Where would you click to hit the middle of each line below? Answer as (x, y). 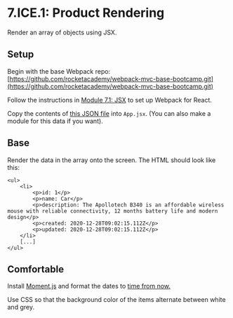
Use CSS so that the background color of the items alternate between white (116, 300)
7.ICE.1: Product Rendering (86, 13)
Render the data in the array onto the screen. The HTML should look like (112, 160)
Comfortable (36, 269)
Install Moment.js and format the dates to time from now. (89, 286)
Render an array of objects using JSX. (62, 32)
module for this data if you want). (55, 121)
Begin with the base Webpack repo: (59, 71)
